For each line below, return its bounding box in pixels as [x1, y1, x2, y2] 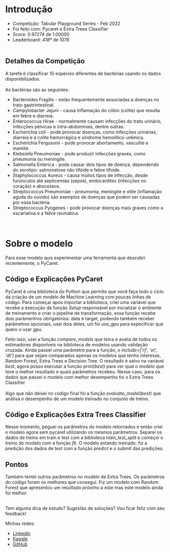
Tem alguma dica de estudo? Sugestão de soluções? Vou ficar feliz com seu [5, 505, 165, 511]
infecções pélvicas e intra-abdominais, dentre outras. [12, 123, 125, 129]
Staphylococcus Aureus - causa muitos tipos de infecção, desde [12, 172, 148, 178]
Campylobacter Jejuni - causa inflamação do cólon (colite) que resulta [12, 107, 160, 113]
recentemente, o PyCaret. [5, 260, 59, 266]
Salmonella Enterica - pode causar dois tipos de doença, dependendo [12, 161, 159, 168]
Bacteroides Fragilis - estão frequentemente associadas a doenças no [12, 96, 159, 102]
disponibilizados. [5, 75, 41, 82]
